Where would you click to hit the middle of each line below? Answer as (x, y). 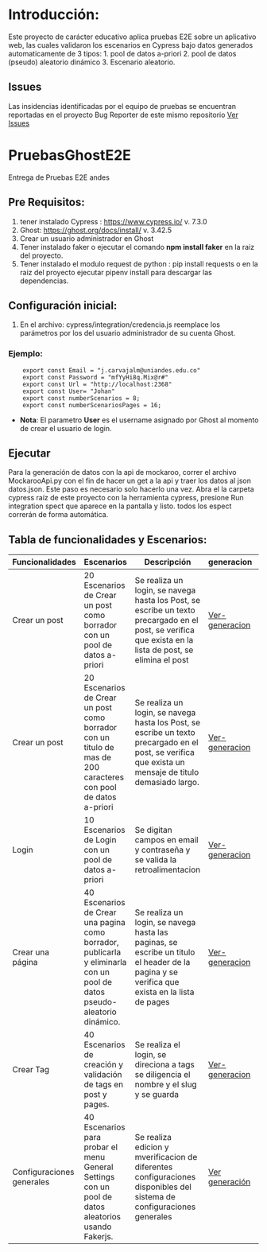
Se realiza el (157, 1045)
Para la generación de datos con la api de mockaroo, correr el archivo (122, 472)
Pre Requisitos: (46, 202)
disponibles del (163, 1187)
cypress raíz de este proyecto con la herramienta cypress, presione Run (126, 498)
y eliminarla (105, 962)
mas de (98, 757)
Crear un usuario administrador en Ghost (87, 238)
